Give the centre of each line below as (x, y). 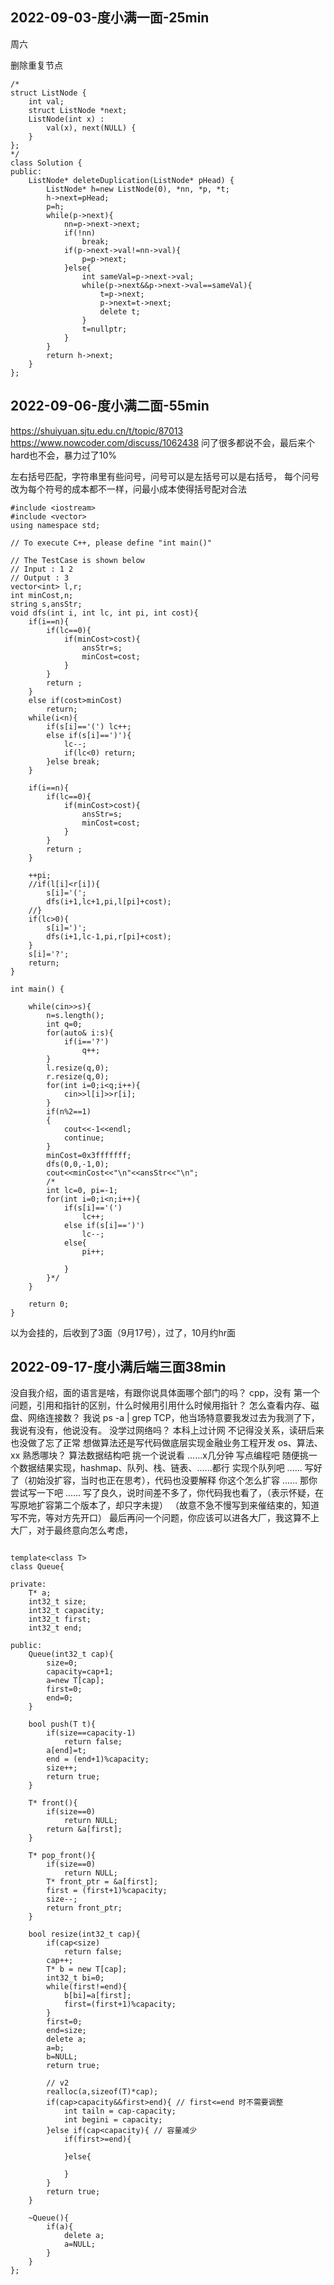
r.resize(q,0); (78, 1076)
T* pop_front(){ (62, 1856)
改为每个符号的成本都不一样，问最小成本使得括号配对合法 (128, 489)
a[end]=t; (66, 1751)
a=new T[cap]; (75, 1681)
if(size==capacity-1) (91, 1733)
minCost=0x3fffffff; (89, 1155)
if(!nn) (80, 233)
